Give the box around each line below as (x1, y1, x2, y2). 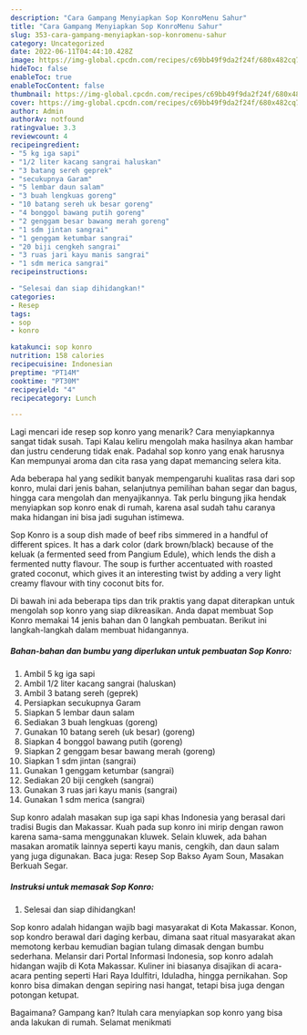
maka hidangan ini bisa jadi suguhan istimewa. (10, 512, 185, 523)
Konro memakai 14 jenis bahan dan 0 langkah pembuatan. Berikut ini (10, 615, 267, 626)
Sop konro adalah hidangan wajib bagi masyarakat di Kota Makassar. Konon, (10, 922, 297, 933)
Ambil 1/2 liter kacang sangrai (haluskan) (23, 678, 177, 689)
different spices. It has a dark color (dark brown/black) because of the (10, 539, 274, 550)
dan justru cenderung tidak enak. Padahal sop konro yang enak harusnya (10, 446, 285, 456)
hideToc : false (10, 65, 68, 74)
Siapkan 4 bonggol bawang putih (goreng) (23, 736, 183, 747)
